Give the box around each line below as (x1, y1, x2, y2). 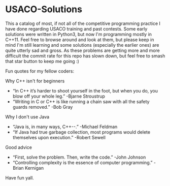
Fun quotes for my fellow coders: (5, 68, 75, 74)
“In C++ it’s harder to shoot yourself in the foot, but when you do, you (12, 87, 158, 94)
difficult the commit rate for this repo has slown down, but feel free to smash (5, 52, 165, 59)
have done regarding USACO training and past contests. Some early (5, 25, 148, 32)
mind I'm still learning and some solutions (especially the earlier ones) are (5, 42, 159, 48)
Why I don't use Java (5, 113, 50, 120)
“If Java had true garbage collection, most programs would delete (12, 129, 151, 135)
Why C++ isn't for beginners (5, 78, 65, 84)
